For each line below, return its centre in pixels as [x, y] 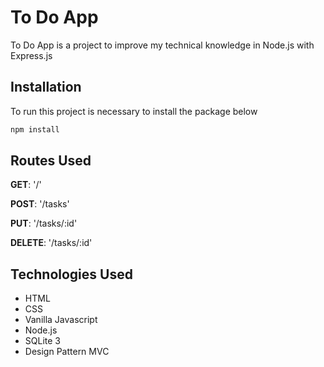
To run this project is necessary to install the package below [134, 111]
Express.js [31, 55]
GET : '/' [26, 185]
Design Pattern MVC [67, 352]
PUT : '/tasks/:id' [44, 223]
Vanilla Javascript [61, 320]
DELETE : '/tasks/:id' [51, 243]
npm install [35, 129]
